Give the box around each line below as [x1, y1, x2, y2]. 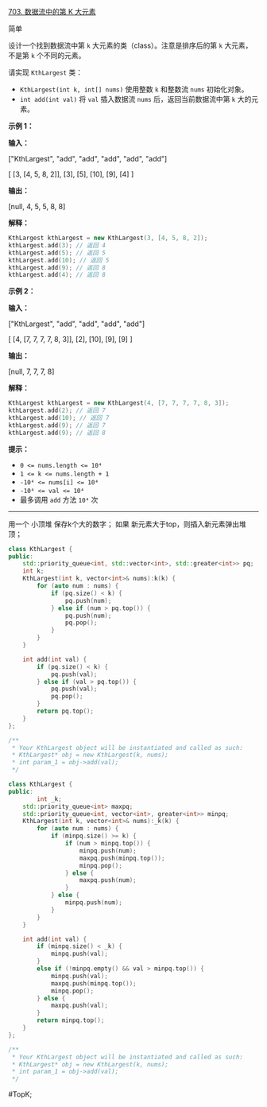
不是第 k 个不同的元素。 [8, 51, 86, 60]
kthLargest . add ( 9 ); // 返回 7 [8, 421, 106, 429]
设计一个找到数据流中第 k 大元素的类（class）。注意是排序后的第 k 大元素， [8, 41, 253, 50]
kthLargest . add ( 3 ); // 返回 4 [8, 241, 106, 249]
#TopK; [8, 1090, 33, 1099]
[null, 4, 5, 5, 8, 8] [8, 202, 66, 211]
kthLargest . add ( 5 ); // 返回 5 [8, 249, 106, 257]
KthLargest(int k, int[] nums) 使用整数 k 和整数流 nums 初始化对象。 [19, 84, 249, 94]
